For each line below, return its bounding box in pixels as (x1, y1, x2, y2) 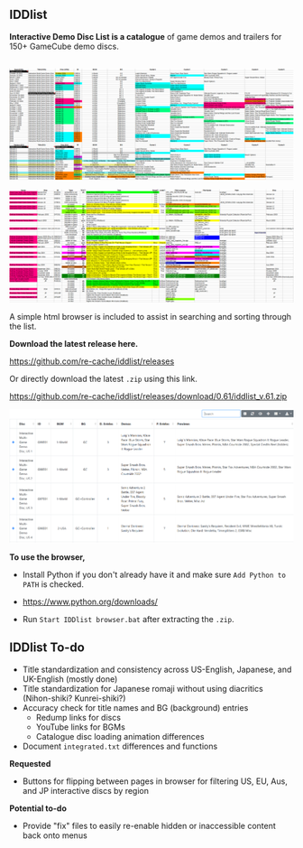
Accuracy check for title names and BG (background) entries (22, 702, 249, 713)
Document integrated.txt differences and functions (22, 741, 218, 751)
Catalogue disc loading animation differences (35, 731, 205, 741)
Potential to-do (9, 803, 68, 814)
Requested (9, 758, 51, 769)
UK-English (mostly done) (22, 673, 118, 685)
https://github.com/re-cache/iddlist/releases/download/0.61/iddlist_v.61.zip (9, 391, 288, 401)
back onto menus (22, 830, 87, 841)
